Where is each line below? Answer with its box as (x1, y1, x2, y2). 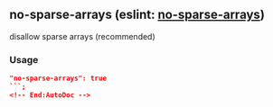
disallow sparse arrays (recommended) (9, 31, 155, 41)
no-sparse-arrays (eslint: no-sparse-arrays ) (9, 7, 265, 22)
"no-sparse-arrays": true (9, 74, 107, 84)
